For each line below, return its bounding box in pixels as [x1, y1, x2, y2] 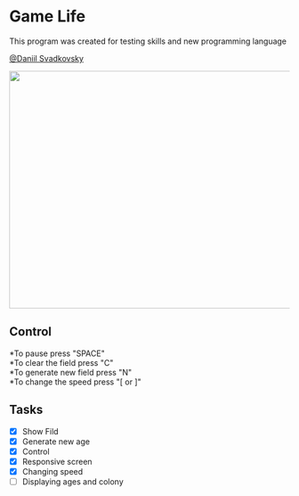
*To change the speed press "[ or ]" [9, 376, 141, 387]
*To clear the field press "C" [9, 357, 114, 368]
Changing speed [21, 466, 84, 476]
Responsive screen [21, 456, 93, 467]
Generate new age [21, 435, 91, 447]
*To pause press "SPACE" [9, 348, 105, 359]
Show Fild [21, 426, 60, 436]
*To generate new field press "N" [9, 367, 132, 377]
